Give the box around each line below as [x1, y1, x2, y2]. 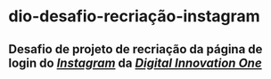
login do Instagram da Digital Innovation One [8, 55, 262, 70]
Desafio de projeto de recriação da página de [8, 42, 263, 57]
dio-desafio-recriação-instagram [8, 6, 260, 27]
